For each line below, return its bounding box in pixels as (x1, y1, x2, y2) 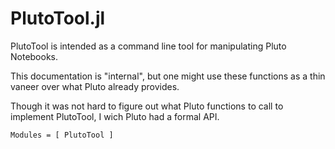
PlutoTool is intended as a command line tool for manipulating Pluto (10, 40, 287, 52)
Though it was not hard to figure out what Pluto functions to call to (10, 100, 284, 112)
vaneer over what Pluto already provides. (10, 80, 180, 92)
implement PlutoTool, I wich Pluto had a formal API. (10, 110, 220, 122)
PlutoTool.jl (10, 7, 106, 30)
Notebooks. (10, 50, 59, 62)
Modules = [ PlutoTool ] (10, 130, 114, 140)
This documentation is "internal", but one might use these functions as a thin (10, 70, 326, 82)
